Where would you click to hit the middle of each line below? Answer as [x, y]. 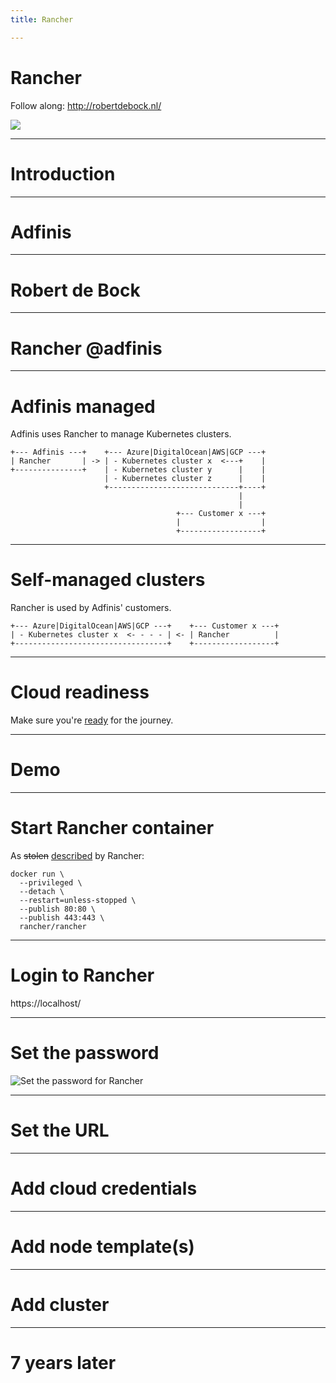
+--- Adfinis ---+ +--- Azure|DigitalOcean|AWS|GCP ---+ [138, 452]
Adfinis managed [83, 406]
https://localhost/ [46, 1003]
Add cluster [60, 1304]
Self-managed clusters [108, 580]
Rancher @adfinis [86, 348]
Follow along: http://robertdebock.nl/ [86, 105]
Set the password [85, 1053]
